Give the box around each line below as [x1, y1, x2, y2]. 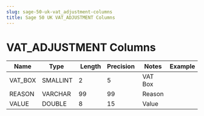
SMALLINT [41, 76, 73, 85]
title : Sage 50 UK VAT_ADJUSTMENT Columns [6, 14, 115, 21]
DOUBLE [41, 100, 67, 108]
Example [169, 62, 195, 71]
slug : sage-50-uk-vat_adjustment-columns [6, 8, 113, 15]
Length [80, 62, 101, 71]
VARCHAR [41, 90, 72, 98]
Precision [107, 62, 135, 71]
